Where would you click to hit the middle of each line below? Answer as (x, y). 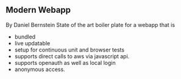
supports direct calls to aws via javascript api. (72, 56)
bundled (25, 37)
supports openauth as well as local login (65, 62)
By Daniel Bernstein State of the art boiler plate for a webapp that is (90, 24)
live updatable (32, 43)
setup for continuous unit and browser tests (69, 50)
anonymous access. (40, 69)
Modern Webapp (38, 10)
